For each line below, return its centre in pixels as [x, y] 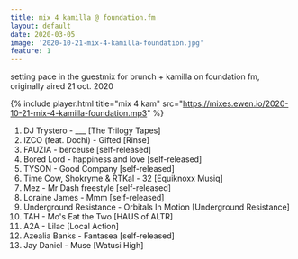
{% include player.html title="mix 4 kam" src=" [97, 103]
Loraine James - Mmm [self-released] [94, 198]
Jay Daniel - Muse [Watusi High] [83, 246]
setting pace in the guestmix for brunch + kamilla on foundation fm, [135, 76]
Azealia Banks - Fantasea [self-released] [99, 236]
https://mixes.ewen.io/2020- [235, 103]
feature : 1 [31, 51]
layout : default [41, 26]
